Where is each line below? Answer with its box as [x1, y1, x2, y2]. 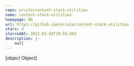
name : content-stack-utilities [5, 12, 72, 17]
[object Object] [5, 55, 37, 61]
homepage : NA [5, 17, 33, 22]
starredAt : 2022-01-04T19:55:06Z [5, 31, 77, 36]
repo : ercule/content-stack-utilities [5, 7, 88, 13]
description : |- [5, 36, 40, 41]
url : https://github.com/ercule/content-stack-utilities [5, 21, 129, 27]
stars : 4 [5, 27, 24, 32]
